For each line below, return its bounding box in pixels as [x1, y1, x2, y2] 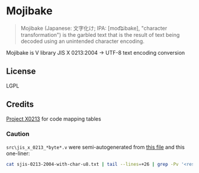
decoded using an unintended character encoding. [20, 37, 145, 45]
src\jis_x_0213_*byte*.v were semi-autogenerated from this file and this [6, 143, 185, 150]
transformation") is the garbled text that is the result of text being [20, 31, 180, 38]
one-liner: [6, 150, 30, 157]
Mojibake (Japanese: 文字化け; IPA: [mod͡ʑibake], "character [20, 24, 168, 32]
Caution [6, 130, 30, 138]
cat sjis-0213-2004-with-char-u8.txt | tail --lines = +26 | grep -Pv [6, 161, 179, 167]
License [6, 67, 36, 77]
